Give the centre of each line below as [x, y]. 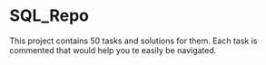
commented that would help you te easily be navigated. [113, 50]
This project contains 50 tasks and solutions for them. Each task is [133, 41]
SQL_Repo [49, 16]
